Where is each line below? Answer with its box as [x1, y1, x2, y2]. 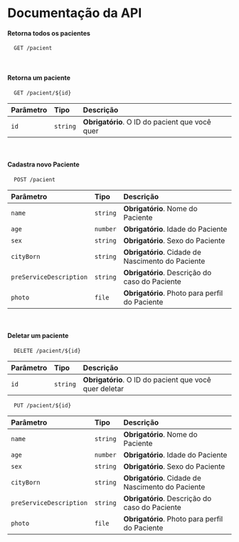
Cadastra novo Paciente [7, 160, 80, 169]
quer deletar [83, 384, 124, 393]
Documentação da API [7, 5, 142, 21]
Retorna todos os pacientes [7, 28, 91, 37]
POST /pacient [14, 176, 55, 183]
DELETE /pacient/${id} [14, 347, 81, 354]
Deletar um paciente [7, 331, 69, 340]
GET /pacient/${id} [14, 89, 72, 97]
